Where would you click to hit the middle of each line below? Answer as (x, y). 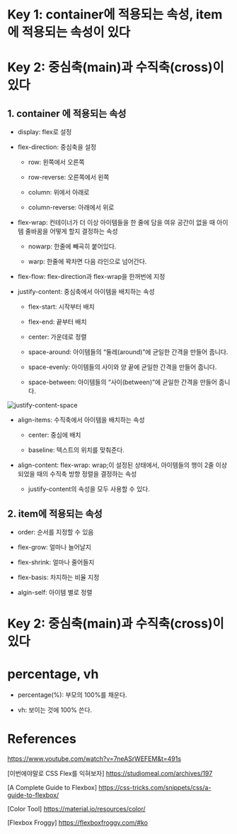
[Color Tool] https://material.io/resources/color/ (76, 809)
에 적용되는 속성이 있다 (69, 32)
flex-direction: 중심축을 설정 (57, 147)
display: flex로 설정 (45, 132)
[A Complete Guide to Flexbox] (52, 788)
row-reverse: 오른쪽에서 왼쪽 (69, 177)
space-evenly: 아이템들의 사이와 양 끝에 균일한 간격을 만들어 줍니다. (122, 367)
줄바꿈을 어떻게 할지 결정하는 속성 (71, 231)
